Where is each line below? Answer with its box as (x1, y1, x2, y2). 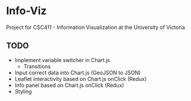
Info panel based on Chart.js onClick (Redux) (14, 82, 124, 89)
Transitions (23, 63, 51, 70)
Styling (14, 87, 33, 95)
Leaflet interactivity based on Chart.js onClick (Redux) (14, 75, 147, 82)
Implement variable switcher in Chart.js (14, 56, 111, 63)
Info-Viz (6, 4, 47, 18)
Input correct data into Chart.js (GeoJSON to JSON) (14, 69, 141, 76)
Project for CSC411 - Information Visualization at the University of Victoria (6, 24, 185, 31)
